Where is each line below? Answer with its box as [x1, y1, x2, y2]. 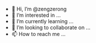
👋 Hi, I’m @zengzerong [11, 6, 67, 12]
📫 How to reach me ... [11, 31, 66, 37]
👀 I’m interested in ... [11, 12, 61, 19]
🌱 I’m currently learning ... [11, 18, 74, 24]
